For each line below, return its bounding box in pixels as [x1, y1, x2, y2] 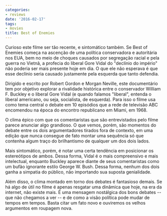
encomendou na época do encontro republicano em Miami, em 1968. [5, 107, 148, 113]
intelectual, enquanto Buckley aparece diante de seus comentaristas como [5, 158, 159, 164]
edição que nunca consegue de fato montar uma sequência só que [5, 133, 144, 138]
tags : [5, 21, 17, 26]
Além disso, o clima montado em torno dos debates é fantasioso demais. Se [5, 178, 162, 184]
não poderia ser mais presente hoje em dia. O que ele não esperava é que [5, 65, 158, 71]
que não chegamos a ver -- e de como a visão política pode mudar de [5, 194, 150, 200]
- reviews [5, 12, 26, 17]
